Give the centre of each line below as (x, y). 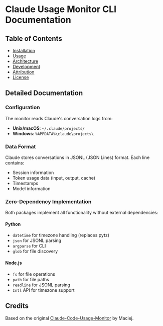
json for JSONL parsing (37, 240)
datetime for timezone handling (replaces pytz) (61, 235)
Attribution (23, 72)
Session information (33, 173)
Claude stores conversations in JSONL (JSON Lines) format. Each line (77, 157)
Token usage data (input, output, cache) (54, 178)
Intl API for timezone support (43, 290)
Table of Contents (34, 38)
